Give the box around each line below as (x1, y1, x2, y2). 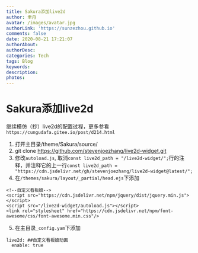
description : (6, 69, 39, 75)
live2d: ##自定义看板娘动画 (6, 238, 68, 244)
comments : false (6, 31, 46, 37)
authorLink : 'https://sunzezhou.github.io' (6, 25, 116, 31)
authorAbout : (6, 42, 39, 48)
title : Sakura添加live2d (6, 8, 66, 15)
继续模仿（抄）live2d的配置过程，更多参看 (6, 123, 110, 130)
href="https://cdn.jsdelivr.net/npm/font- (67, 208, 174, 214)
